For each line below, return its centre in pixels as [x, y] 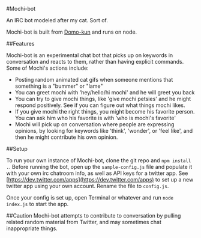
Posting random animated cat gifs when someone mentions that [94, 80]
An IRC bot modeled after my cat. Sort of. [57, 20]
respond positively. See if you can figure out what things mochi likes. [100, 105]
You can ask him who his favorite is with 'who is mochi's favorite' [95, 118]
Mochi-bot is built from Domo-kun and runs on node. [72, 32]
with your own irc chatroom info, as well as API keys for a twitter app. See [97, 173]
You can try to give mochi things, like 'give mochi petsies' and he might [103, 99]
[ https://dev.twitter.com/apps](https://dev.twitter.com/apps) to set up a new [100, 179]
